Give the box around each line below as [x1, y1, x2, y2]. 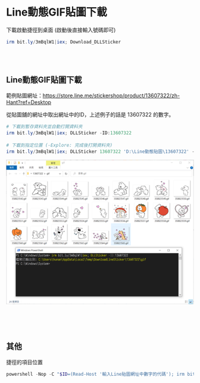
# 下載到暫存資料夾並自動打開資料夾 [6, 123, 83, 129]
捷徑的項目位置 [6, 359, 43, 366]
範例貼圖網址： [6, 92, 43, 99]
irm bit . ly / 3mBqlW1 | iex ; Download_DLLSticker [6, 39, 121, 45]
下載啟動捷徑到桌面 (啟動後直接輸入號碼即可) [6, 26, 116, 33]
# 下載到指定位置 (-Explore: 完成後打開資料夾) [6, 143, 113, 149]
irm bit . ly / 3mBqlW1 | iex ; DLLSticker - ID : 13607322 [6, 129, 132, 136]
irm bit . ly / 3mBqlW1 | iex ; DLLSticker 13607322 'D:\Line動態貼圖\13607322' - [6, 149, 195, 155]
